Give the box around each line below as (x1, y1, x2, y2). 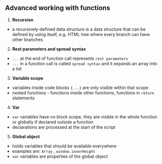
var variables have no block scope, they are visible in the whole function (12, 114, 157, 120)
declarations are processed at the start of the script (12, 124, 116, 130)
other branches (12, 36, 43, 42)
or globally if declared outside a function (12, 119, 93, 125)
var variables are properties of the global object (12, 153, 108, 159)
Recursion (12, 17, 34, 22)
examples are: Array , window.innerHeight (12, 148, 96, 154)
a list (12, 66, 22, 72)
